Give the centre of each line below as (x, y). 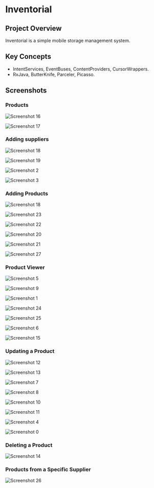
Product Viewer (25, 268)
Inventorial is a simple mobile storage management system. (68, 40)
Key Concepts (28, 57)
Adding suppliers (27, 139)
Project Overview (34, 28)
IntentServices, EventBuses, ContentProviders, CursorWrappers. (81, 69)
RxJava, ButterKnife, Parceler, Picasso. (54, 74)
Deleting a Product (29, 445)
